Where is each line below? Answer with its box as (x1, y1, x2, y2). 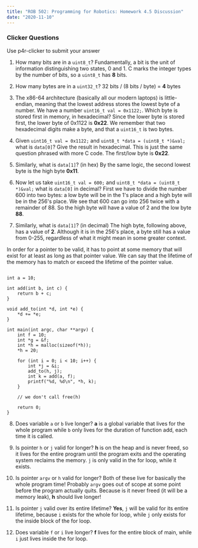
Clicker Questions (6, 34, 60, 42)
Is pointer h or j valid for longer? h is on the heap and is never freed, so (15, 444, 189, 451)
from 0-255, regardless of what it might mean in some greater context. (15, 234, 187, 241)
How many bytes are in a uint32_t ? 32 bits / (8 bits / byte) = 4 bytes (15, 82, 181, 89)
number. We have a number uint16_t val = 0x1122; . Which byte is (15, 107, 178, 114)
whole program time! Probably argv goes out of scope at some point (15, 481, 181, 488)
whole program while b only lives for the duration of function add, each (15, 426, 187, 433)
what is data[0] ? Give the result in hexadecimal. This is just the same (15, 143, 183, 150)
